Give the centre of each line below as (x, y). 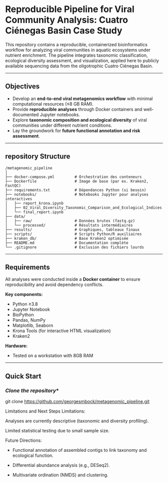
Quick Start (23, 376)
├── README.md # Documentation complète (67, 243)
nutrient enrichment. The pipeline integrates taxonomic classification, (76, 55)
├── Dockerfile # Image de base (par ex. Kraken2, (77, 181)
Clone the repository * (32, 391)
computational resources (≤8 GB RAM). (53, 104)
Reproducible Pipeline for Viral (70, 9)
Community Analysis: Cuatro (67, 20)
